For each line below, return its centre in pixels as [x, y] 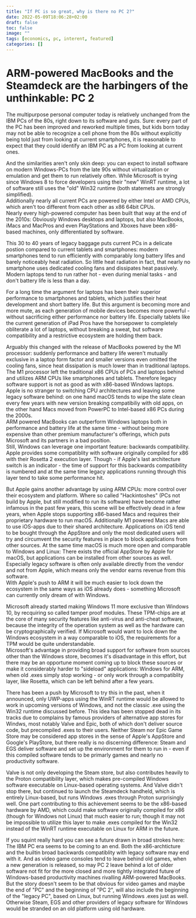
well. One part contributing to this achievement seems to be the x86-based [97, 804]
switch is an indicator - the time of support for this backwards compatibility [97, 465]
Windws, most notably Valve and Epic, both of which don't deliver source [94, 724]
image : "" [18, 33]
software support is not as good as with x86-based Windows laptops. [90, 384]
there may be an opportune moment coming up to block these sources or [94, 662]
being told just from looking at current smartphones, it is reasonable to [91, 139]
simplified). [20, 194]
